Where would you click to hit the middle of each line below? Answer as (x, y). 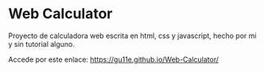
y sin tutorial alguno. (42, 44)
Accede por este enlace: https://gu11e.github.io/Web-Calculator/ (114, 59)
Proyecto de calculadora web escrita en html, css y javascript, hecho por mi (132, 36)
